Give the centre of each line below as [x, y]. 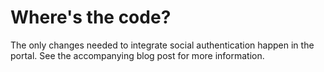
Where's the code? [91, 17]
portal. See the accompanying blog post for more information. [137, 55]
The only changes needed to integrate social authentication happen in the [162, 45]
